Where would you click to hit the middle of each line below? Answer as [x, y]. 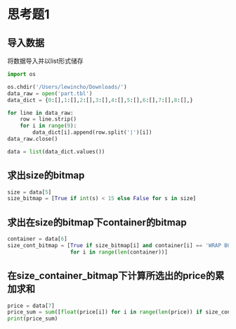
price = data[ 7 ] [31, 306]
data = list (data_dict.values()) [56, 151]
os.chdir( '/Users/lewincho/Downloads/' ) [67, 87]
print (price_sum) [33, 319]
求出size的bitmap [46, 176]
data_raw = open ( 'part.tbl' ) [50, 93]
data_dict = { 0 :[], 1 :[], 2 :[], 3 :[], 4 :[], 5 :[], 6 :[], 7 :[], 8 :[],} [100, 100]
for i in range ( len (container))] [119, 252]
